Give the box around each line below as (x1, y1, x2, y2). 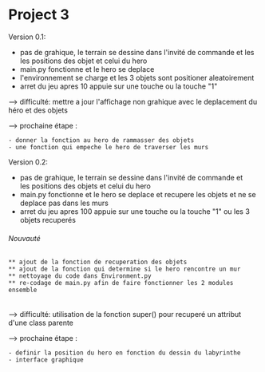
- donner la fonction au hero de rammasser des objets (8, 136, 195, 144)
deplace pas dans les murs (19, 198, 109, 208)
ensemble (8, 286, 38, 295)
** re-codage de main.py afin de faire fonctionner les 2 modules (8, 279, 234, 287)
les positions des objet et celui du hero (19, 56, 148, 65)
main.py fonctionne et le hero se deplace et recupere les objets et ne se (19, 189, 257, 199)
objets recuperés (19, 215, 76, 224)
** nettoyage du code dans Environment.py (8, 272, 152, 280)
